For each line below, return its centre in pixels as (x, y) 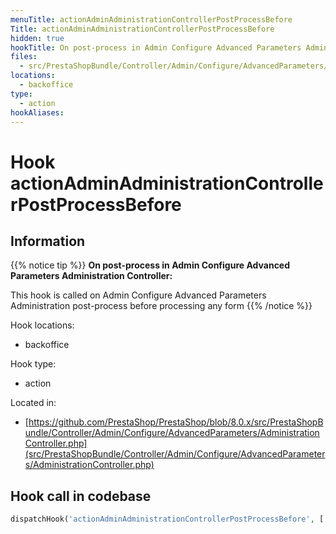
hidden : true (37, 38)
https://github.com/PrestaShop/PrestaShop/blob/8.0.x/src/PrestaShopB (176, 422)
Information (48, 241)
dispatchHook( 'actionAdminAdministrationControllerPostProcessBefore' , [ (167, 519)
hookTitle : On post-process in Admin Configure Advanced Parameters (156, 47)
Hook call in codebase (81, 496)
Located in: (33, 403)
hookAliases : (37, 112)
